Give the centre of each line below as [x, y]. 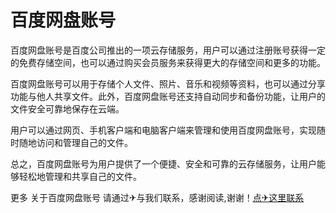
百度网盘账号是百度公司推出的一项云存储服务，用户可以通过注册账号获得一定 [168, 50]
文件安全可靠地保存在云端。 [67, 108]
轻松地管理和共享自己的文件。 [80, 176]
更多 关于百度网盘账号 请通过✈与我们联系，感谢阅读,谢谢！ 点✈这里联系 [157, 197]
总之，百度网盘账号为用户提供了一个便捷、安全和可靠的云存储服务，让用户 [163, 163]
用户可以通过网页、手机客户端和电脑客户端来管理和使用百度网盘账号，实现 [163, 130]
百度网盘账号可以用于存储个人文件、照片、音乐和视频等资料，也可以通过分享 [168, 83]
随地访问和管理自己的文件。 [75, 142]
